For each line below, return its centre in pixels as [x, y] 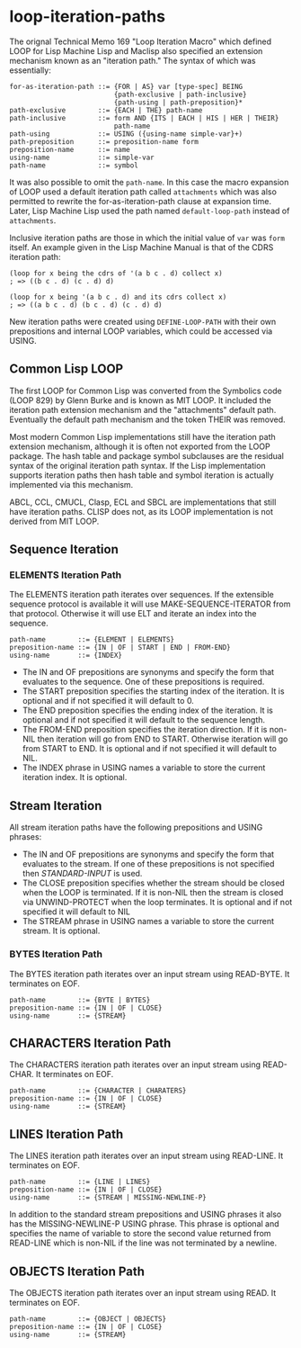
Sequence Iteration [64, 549]
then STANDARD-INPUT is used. [82, 874]
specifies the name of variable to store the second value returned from [140, 1234]
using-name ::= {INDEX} [66, 656]
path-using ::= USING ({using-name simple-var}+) [126, 134]
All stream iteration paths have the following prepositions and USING [136, 827]
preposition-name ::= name [70, 149]
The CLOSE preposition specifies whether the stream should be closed [153, 883]
